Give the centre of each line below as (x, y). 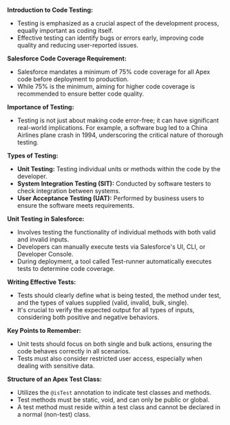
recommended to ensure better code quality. (81, 94)
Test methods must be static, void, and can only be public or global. (113, 400)
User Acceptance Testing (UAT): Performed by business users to (111, 198)
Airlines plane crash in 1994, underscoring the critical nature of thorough (120, 135)
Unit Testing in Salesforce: (46, 219)
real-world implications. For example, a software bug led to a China (112, 128)
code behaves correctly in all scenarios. (74, 351)
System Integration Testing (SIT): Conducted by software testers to (114, 184)
